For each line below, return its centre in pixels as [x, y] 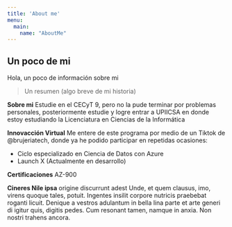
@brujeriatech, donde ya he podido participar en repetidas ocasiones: [108, 140]
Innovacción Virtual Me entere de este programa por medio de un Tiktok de [116, 133]
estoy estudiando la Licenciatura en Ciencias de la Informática [96, 119]
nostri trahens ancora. [39, 218]
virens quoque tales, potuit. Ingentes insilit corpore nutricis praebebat [107, 196]
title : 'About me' [34, 14]
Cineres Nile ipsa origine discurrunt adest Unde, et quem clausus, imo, [109, 188]
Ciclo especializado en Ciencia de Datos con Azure [90, 154]
